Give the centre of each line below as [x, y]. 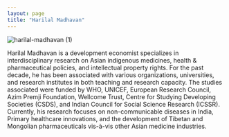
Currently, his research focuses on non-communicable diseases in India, [110, 112]
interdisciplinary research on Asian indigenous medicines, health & [102, 60]
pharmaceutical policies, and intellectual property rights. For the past [106, 67]
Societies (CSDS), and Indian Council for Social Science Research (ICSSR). [113, 104]
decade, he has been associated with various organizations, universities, [111, 75]
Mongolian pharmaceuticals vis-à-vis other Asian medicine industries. [107, 126]
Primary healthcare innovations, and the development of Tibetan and [105, 118]
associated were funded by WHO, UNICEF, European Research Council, [109, 89]
